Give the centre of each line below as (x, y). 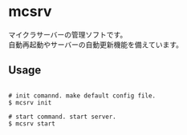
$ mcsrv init (30, 102)
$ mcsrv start (32, 123)
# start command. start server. (62, 117)
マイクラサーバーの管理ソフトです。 (68, 34)
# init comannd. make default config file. (82, 95)
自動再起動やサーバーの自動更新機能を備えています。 (96, 44)
